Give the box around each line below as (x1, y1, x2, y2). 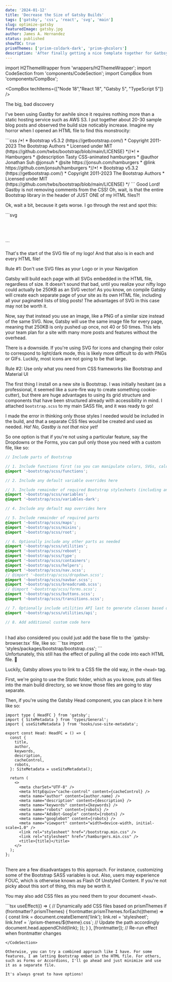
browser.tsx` (5, 640, 32, 646)
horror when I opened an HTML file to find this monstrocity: (5, 127, 131, 134)
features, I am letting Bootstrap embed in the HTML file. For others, (5, 953, 161, 959)
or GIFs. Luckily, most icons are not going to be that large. (5, 356, 127, 362)
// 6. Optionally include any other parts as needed (5, 539, 120, 544)
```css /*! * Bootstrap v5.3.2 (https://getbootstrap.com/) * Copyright (5, 137, 149, 143)
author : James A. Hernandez (5, 31, 66, 37)
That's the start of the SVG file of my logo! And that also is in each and (5, 250, 154, 257)
